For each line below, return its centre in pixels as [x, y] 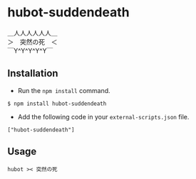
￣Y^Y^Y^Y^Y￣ [30, 50]
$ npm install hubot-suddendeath [57, 104]
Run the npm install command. [64, 90]
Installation [33, 74]
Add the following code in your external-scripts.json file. [103, 116]
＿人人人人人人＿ [32, 33]
